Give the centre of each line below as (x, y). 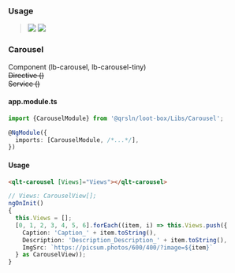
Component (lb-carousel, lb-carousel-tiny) (77, 67)
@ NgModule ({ (28, 133)
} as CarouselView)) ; (51, 255)
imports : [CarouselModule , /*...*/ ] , (77, 140)
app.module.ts (33, 102)
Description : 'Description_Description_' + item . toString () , (125, 240)
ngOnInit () (26, 204)
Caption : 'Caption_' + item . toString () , (90, 233)
